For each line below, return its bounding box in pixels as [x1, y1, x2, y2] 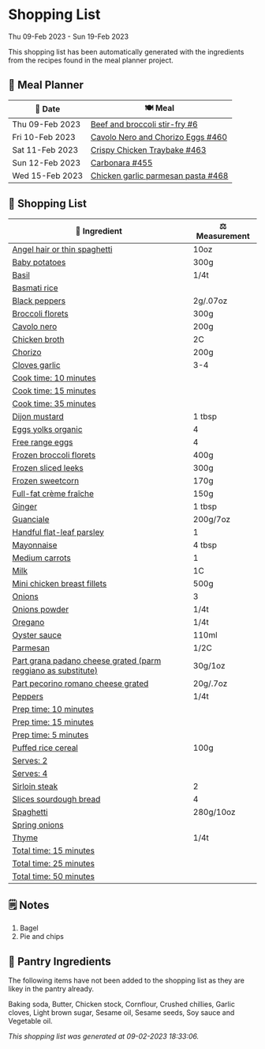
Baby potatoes [12, 256, 66, 267]
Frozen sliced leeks [12, 462, 84, 473]
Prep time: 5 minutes [12, 729, 89, 740]
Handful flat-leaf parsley [12, 526, 104, 537]
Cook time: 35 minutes [12, 398, 96, 409]
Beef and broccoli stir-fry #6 [90, 119, 199, 130]
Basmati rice [12, 282, 58, 293]
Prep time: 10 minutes [12, 703, 95, 714]
